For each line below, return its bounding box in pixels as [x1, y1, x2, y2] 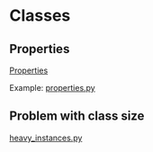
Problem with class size [9, 109, 145, 124]
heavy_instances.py [9, 132, 83, 143]
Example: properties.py [9, 83, 96, 93]
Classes [9, 5, 71, 26]
